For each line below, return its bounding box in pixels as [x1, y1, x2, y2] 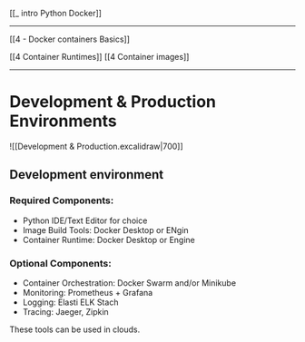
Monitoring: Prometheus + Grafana [22, 287, 153, 298]
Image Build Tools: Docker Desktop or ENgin [22, 224, 189, 235]
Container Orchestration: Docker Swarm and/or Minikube [22, 277, 237, 288]
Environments [9, 111, 118, 132]
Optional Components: [9, 257, 112, 269]
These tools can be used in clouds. [9, 324, 141, 335]
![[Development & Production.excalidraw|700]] [9, 141, 183, 151]
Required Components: [9, 194, 114, 207]
